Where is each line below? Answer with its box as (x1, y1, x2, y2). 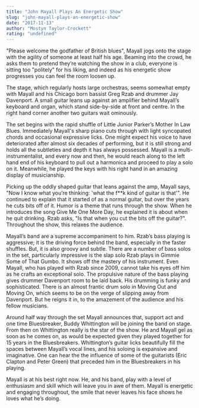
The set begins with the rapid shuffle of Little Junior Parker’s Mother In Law (6, 121, 191, 128)
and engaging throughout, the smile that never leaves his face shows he (6, 388, 183, 396)
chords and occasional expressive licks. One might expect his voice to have (6, 133, 192, 141)
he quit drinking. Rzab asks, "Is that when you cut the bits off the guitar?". (6, 215, 187, 222)
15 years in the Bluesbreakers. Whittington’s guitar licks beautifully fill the (6, 339, 185, 346)
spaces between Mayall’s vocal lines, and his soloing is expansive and (6, 345, 178, 353)
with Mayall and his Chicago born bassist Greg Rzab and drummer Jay (6, 91, 179, 98)
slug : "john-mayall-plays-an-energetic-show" (6, 14, 121, 20)
